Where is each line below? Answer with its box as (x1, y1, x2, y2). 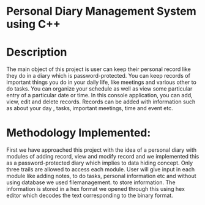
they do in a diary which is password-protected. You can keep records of (6, 72, 191, 80)
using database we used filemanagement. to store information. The (6, 179, 176, 186)
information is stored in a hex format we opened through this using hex (6, 185, 185, 193)
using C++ (6, 17, 61, 31)
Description (6, 45, 67, 59)
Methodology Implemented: (6, 126, 151, 140)
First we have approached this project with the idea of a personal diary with (6, 146, 197, 154)
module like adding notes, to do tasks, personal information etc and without (6, 173, 197, 180)
